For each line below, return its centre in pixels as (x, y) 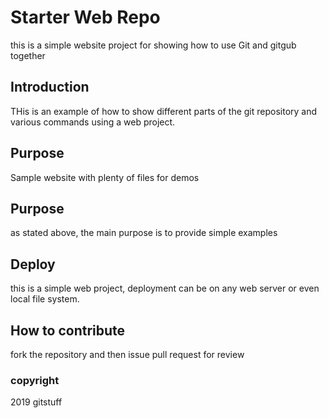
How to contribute (68, 330)
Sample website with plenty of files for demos (105, 177)
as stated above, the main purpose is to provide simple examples (144, 233)
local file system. (45, 299)
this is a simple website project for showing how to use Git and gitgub (153, 45)
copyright (35, 380)
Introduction (50, 87)
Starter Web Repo (85, 17)
